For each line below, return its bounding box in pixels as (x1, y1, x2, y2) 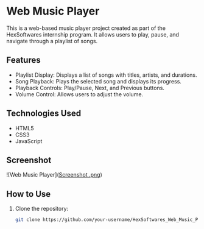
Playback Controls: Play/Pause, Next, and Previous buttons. (15, 84, 164, 91)
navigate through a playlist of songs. (6, 37, 98, 44)
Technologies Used (6, 108, 81, 119)
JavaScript (15, 137, 43, 144)
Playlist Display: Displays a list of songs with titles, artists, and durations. (15, 71, 197, 79)
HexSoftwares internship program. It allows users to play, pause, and (6, 30, 180, 38)
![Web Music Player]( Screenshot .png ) (6, 171, 102, 178)
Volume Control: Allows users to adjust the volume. (15, 90, 144, 98)
